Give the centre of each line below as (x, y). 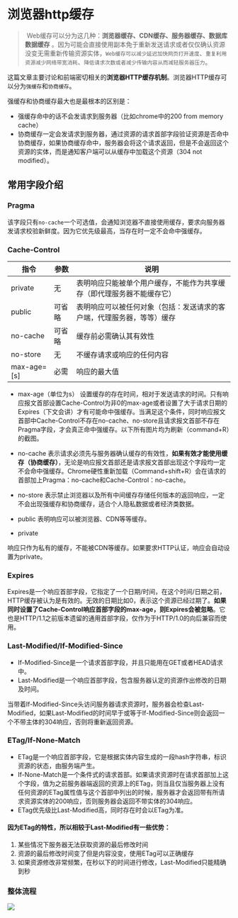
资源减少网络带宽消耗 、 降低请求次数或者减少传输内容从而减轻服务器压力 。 (118, 62)
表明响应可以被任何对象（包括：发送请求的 (147, 307)
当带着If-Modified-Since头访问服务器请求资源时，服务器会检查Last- (106, 704)
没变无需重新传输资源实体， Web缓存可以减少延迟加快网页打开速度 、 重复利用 (126, 53)
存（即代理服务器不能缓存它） (126, 293)
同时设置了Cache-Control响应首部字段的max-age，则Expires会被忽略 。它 (117, 610)
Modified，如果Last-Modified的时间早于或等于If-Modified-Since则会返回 (113, 712)
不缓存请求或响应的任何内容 (122, 354)
